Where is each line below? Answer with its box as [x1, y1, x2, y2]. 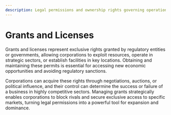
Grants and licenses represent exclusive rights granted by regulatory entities [5, 46, 166, 52]
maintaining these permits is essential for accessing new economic [5, 62, 146, 69]
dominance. [5, 105, 31, 111]
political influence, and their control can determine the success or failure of [5, 83, 163, 89]
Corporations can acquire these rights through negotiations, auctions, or [5, 77, 157, 84]
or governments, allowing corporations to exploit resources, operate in [5, 51, 153, 57]
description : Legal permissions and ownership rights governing [5, 7, 145, 13]
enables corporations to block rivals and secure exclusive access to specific [5, 94, 165, 100]
